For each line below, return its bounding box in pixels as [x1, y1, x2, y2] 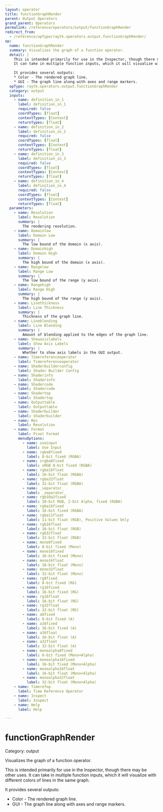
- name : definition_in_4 [14, 179, 64, 184]
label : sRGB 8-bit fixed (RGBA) [26, 463, 92, 468]
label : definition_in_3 [17, 156, 66, 161]
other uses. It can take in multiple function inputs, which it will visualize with [5, 772, 157, 778]
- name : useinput [22, 440, 57, 445]
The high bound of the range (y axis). [22, 296, 103, 301]
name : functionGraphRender [9, 43, 64, 48]
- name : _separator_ [22, 486, 64, 491]
